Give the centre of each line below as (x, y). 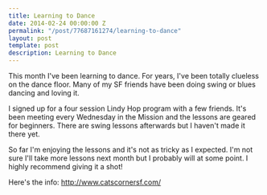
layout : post (30, 38)
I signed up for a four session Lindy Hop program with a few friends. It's (127, 108)
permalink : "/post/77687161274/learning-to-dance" (95, 30)
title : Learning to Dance (51, 16)
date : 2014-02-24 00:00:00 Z (57, 23)
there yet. (24, 134)
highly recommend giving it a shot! (66, 167)
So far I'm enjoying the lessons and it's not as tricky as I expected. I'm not (131, 150)
